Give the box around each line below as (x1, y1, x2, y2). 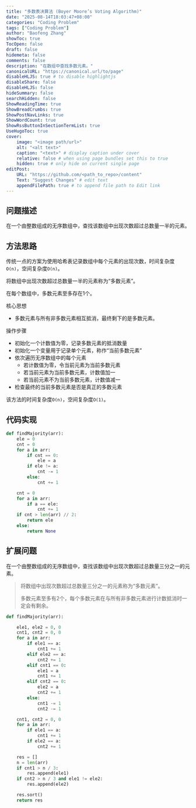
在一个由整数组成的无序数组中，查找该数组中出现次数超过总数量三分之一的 (6, 562, 185, 569)
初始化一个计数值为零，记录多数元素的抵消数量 (14, 340, 127, 347)
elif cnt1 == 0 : (27, 662, 66, 668)
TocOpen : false (6, 42, 43, 47)
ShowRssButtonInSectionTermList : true (6, 123, 100, 129)
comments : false (6, 57, 45, 63)
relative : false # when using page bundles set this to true (16, 156, 168, 161)
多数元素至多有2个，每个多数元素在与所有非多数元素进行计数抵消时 (20, 594, 183, 601)
